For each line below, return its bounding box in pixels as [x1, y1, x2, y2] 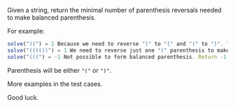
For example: [7, 27, 45, 35]
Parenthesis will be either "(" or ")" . [7, 66, 112, 74]
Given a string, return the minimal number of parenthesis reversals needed [7, 6, 222, 14]
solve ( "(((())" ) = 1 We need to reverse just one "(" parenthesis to [7, 47, 215, 54]
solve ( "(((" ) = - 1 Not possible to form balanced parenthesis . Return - [7, 53, 224, 60]
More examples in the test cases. [7, 80, 103, 88]
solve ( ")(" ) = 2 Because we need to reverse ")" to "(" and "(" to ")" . [7, 41, 224, 48]
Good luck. [7, 93, 39, 101]
